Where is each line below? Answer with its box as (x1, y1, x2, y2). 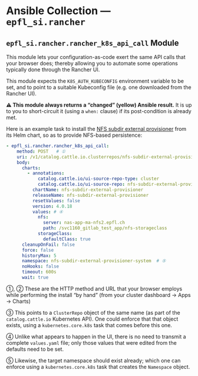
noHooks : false (21, 263, 60, 269)
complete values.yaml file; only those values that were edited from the (6, 339, 177, 346)
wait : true (21, 275, 49, 281)
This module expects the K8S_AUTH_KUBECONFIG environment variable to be (6, 78, 184, 84)
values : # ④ (32, 209, 63, 215)
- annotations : (27, 170, 65, 176)
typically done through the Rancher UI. (6, 66, 100, 73)
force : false (21, 247, 54, 253)
